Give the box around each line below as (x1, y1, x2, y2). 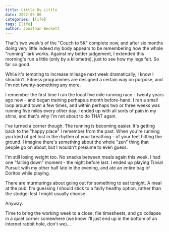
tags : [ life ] (5, 21, 33, 27)
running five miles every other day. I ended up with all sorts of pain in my (5, 108, 156, 114)
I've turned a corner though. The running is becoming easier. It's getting (5, 123, 155, 129)
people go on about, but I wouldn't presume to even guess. (5, 144, 128, 150)
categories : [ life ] (5, 17, 46, 22)
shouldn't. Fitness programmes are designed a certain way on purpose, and (5, 77, 163, 83)
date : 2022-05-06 (5, 12, 42, 17)
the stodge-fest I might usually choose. (5, 191, 87, 197)
